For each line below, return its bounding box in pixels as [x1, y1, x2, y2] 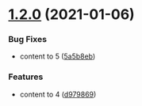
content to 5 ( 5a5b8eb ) [19, 51, 96, 61]
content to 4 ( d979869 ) [19, 89, 97, 99]
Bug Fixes [8, 34, 48, 45]
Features [8, 71, 44, 82]
